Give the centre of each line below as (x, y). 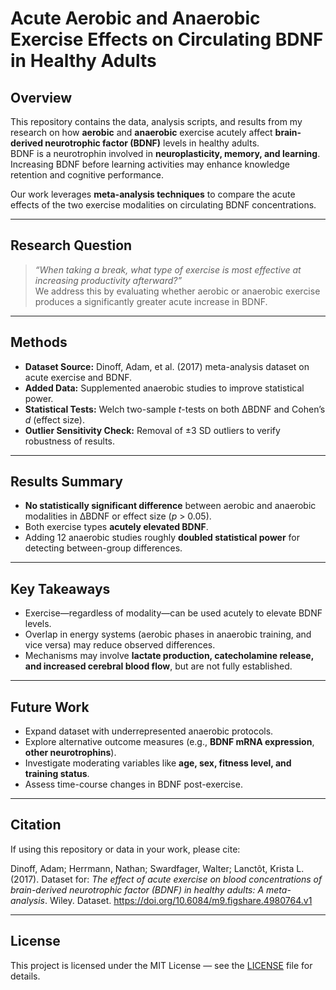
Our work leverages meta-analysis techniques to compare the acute (153, 194)
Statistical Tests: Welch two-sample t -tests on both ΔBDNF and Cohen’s (175, 409)
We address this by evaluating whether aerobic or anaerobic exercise (177, 291)
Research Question (71, 245)
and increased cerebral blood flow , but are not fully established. (158, 666)
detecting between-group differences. (103, 548)
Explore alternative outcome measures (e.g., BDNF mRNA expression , (169, 742)
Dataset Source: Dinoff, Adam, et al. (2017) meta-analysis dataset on (167, 366)
